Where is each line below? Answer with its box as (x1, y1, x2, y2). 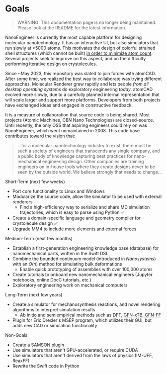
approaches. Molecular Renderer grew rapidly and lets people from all (5, 81, 149, 87)
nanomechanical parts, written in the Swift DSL (12, 250, 109, 256)
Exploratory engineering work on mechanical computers (12, 282, 128, 288)
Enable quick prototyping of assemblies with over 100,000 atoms (19, 266, 153, 272)
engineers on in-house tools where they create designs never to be (17, 164, 156, 170)
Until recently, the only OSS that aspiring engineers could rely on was (5, 122, 148, 128)
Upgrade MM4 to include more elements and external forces (12, 226, 137, 232)
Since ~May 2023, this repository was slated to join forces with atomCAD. (5, 70, 156, 76)
